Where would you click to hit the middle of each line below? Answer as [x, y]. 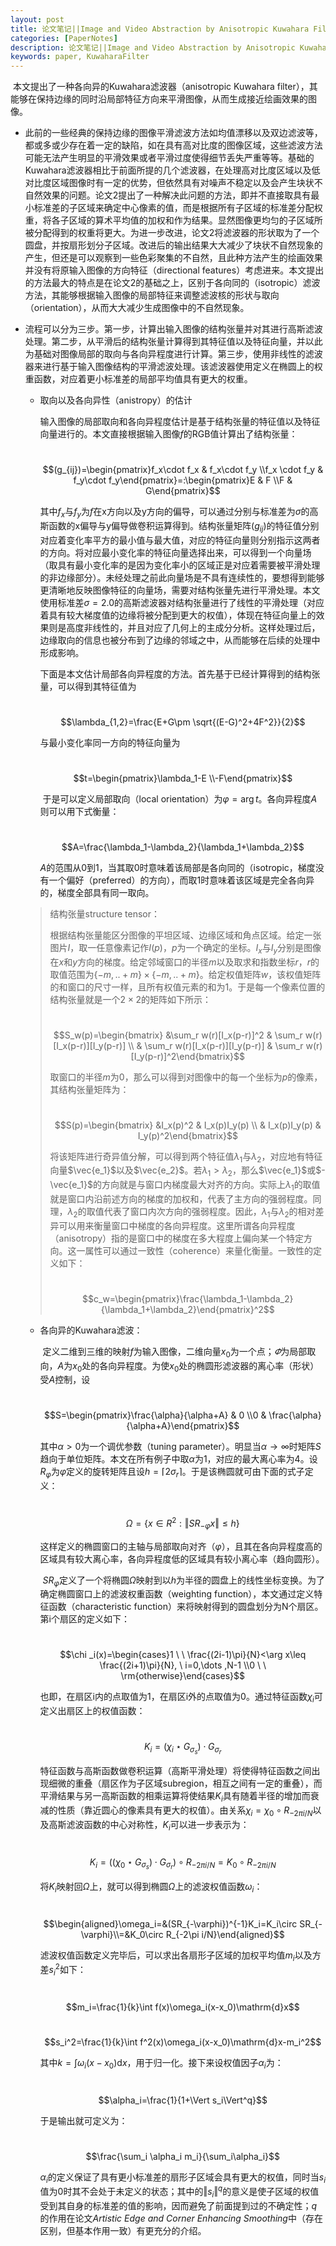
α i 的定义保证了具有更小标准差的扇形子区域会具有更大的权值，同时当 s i [182, 2178]
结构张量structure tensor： [105, 913]
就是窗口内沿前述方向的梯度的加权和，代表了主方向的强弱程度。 [181, 1198]
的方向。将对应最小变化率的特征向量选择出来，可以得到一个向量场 [175, 552]
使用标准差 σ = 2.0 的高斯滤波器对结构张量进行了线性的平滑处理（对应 [182, 602]
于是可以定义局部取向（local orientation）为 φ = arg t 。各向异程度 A [180, 798]
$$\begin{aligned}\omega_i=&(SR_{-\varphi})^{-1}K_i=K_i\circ [170, 1923]
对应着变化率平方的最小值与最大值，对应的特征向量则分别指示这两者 [180, 540]
